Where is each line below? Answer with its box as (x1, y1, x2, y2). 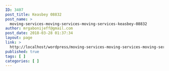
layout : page (5, 35, 33, 40)
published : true (5, 49, 39, 54)
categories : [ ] (5, 58, 39, 63)
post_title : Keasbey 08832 (5, 12, 62, 17)
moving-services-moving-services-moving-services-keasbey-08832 (10, 21, 147, 26)
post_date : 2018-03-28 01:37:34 (5, 30, 73, 35)
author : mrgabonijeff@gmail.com (5, 26, 73, 31)
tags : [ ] (5, 53, 26, 59)
